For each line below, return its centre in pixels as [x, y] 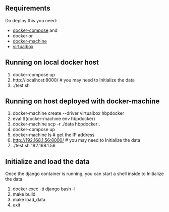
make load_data [29, 200]
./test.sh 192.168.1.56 [34, 146]
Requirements [28, 8]
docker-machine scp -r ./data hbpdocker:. [56, 124]
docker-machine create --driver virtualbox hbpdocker [68, 113]
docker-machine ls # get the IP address [53, 135]
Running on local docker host [52, 62]
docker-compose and [35, 30]
